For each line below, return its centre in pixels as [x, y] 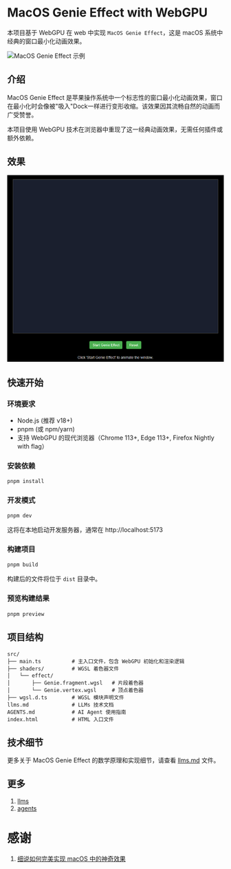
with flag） [32, 446]
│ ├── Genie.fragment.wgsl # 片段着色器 [76, 683]
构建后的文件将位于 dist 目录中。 [54, 579]
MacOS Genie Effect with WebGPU [108, 13]
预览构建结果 [29, 599]
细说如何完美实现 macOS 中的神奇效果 [71, 859]
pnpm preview [26, 614]
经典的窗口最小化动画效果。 [46, 41]
